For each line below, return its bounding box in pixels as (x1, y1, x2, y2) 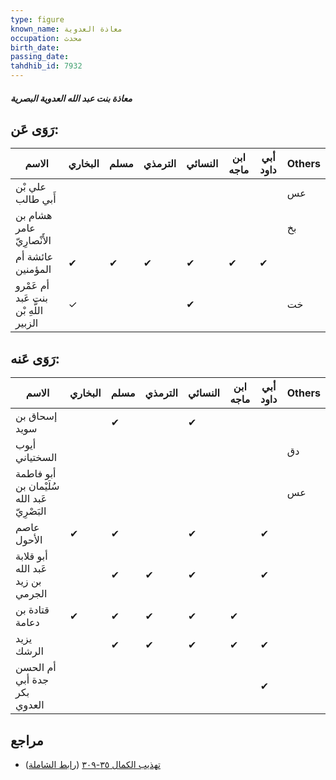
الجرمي (15, 587, 48, 601)
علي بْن (15, 180, 47, 194)
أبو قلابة (15, 549, 48, 563)
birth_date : (10, 42, 60, 53)
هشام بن (15, 209, 53, 223)
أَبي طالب (15, 192, 57, 206)
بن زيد (15, 574, 42, 588)
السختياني (15, 451, 58, 465)
